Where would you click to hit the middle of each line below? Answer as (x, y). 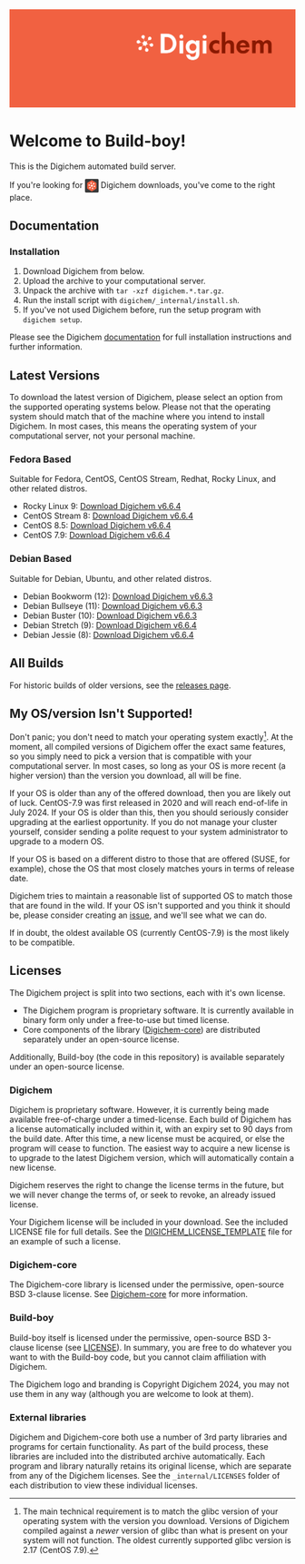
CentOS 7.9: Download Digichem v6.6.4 (96, 536)
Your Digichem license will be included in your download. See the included (149, 1222)
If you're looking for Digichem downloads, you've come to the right (143, 184)
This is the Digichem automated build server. (93, 166)
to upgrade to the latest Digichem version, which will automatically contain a (152, 1158)
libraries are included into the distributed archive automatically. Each (138, 1457)
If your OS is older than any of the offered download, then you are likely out (150, 793)
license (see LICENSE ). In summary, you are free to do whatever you (164, 1347)
